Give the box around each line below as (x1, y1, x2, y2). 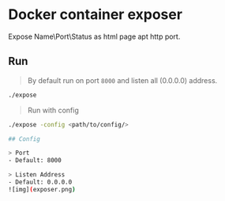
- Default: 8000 (8, 157, 62, 165)
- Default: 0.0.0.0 (8, 178, 73, 186)
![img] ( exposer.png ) (8, 185, 77, 193)
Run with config (27, 105, 79, 115)
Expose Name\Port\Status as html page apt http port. (8, 32, 181, 41)
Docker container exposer (8, 6, 183, 24)
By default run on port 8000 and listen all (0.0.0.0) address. (27, 75, 218, 85)
